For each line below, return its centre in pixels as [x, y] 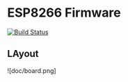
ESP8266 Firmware [64, 13]
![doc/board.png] [32, 70]
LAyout [23, 54]
